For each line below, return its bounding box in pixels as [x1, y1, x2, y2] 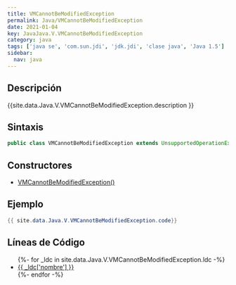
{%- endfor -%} [17, 270, 64, 279]
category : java [7, 37, 52, 44]
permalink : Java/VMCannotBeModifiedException [7, 17, 143, 24]
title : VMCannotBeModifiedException [7, 10, 114, 18]
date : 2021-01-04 [7, 23, 58, 30]
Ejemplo [7, 198, 44, 210]
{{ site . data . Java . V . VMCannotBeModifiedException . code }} [7, 217, 178, 224]
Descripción [7, 82, 62, 94]
